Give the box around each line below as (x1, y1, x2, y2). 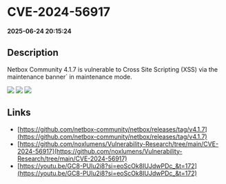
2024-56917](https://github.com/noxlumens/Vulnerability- (17, 147, 183, 155)
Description (7, 47, 59, 59)
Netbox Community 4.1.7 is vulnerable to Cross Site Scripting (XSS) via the (7, 65, 218, 73)
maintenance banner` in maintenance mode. (7, 72, 132, 81)
